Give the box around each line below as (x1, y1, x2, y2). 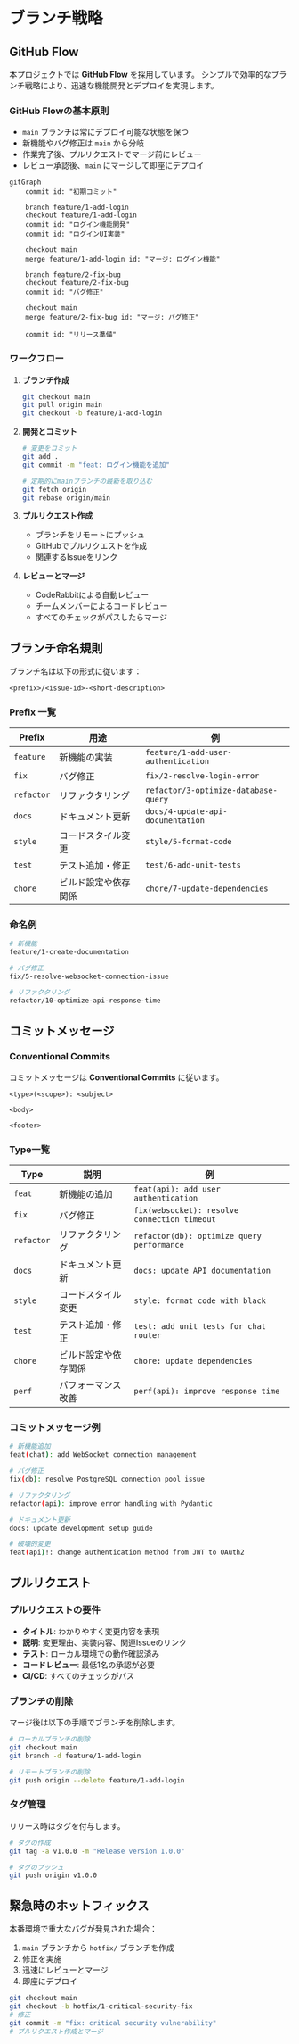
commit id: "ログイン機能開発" (25, 220, 131, 229)
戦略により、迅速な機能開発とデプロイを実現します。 (24, 80, 219, 90)
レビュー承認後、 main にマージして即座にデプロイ (21, 160, 205, 170)
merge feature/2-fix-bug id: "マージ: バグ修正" (25, 313, 199, 322)
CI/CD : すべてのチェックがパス (21, 1670, 135, 1681)
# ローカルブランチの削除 (9, 1735, 91, 1744)
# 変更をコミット (21, 444, 77, 453)
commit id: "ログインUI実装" (25, 229, 125, 239)
